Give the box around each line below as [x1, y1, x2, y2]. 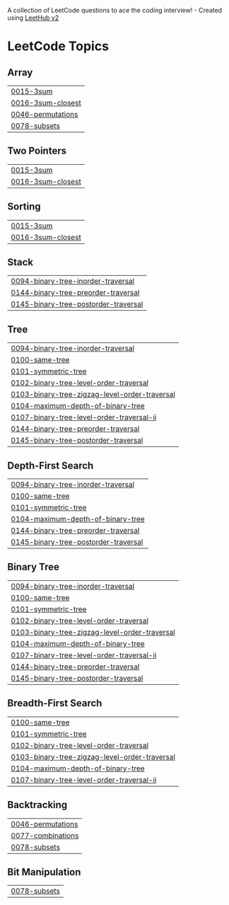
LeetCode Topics [7, 38, 110, 54]
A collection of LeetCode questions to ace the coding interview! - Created [7, 6, 223, 14]
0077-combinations [11, 831, 79, 841]
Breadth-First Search [7, 697, 102, 710]
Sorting [7, 201, 41, 213]
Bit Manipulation [7, 866, 81, 878]
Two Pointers [7, 145, 67, 157]
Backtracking [7, 799, 68, 811]
